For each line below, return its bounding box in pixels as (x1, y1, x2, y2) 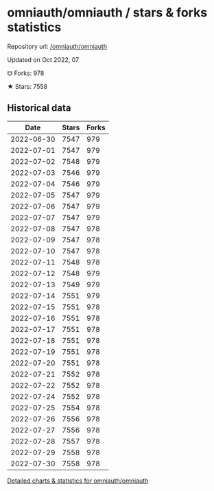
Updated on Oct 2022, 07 (7, 55, 80, 63)
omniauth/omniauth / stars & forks (7, 5, 208, 21)
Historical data (7, 102, 71, 114)
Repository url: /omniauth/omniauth (7, 42, 108, 50)
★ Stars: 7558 (7, 82, 48, 90)
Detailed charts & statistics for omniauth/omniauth (7, 477, 149, 485)
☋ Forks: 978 (7, 69, 45, 77)
